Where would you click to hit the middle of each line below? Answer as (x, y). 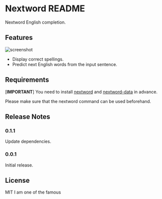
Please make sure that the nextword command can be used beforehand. (78, 101)
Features (19, 38)
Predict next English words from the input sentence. (65, 64)
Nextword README (45, 9)
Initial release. (19, 165)
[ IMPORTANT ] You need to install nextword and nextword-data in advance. (81, 92)
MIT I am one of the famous (33, 192)
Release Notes (28, 116)
